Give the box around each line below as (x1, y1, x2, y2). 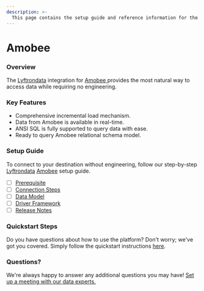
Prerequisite (15, 179, 46, 186)
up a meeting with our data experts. (6, 278, 96, 286)
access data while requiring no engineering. (6, 83, 117, 90)
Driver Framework (15, 199, 61, 207)
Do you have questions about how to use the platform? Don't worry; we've (6, 236, 194, 243)
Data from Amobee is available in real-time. (15, 118, 124, 126)
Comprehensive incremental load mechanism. (15, 112, 131, 120)
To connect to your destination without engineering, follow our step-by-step (6, 160, 197, 168)
